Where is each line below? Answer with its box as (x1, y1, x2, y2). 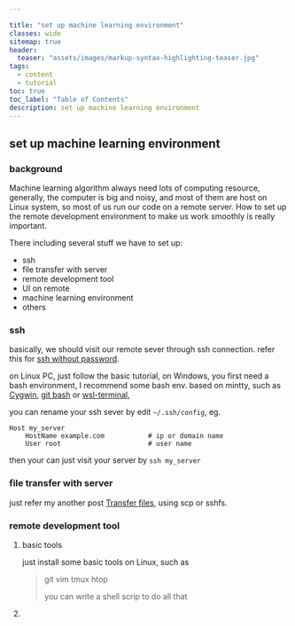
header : (9, 45, 38, 54)
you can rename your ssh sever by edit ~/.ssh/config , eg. (9, 407, 221, 418)
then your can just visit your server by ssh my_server (9, 455, 201, 466)
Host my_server (9, 424, 66, 433)
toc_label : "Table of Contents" (9, 95, 128, 104)
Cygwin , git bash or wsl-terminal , (9, 389, 130, 400)
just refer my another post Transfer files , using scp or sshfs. (9, 497, 228, 508)
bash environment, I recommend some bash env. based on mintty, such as (9, 380, 282, 391)
